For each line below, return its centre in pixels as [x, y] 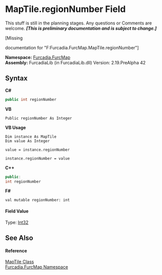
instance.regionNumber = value [38, 158]
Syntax [16, 78]
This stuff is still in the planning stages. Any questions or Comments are [79, 23]
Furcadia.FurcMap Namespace [37, 267]
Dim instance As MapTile [31, 137]
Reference [16, 251]
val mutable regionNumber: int [38, 200]
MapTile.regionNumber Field [65, 9]
